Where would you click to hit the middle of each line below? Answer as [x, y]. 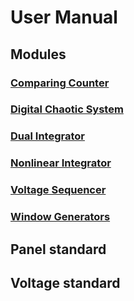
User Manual [64, 17]
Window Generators [60, 217]
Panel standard [58, 249]
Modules [38, 54]
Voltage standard [65, 282]
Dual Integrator [47, 136]
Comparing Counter [60, 83]
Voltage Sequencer [58, 190]
